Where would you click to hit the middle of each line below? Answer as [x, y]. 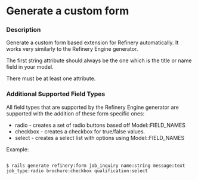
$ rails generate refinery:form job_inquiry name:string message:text [96, 166]
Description [24, 30]
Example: [18, 149]
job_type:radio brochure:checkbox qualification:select [77, 171]
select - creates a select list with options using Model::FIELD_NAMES [100, 138]
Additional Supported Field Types [56, 94]
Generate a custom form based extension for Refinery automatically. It [92, 42]
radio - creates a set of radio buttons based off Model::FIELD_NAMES [100, 125]
